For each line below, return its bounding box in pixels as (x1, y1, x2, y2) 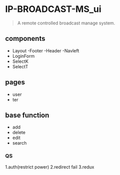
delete (12, 130, 26, 136)
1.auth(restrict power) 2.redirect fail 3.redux (5, 164, 95, 170)
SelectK (12, 58, 29, 64)
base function (5, 111, 50, 119)
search (12, 140, 27, 146)
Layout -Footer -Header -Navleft (12, 47, 80, 53)
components (5, 34, 46, 43)
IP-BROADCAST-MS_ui (5, 3, 102, 15)
